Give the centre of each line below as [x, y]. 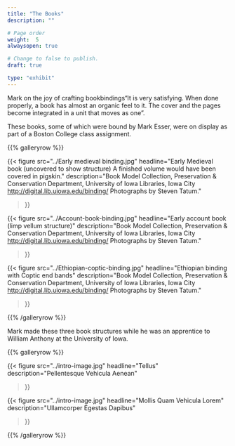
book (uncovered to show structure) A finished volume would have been [112, 169]
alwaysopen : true [33, 46]
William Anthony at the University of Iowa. [68, 339]
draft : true [25, 65]
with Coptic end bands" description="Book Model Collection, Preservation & [117, 275]
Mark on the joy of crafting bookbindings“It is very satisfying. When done [113, 98]
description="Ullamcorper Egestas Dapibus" [72, 407]
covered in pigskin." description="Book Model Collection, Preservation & [112, 176]
